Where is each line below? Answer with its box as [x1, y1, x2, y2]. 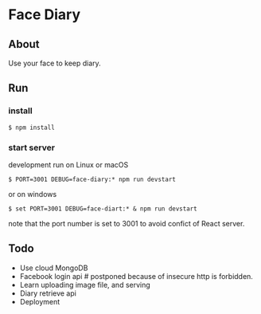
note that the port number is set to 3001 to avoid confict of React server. [8, 218, 245, 228]
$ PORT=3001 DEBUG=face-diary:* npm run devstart [8, 175, 177, 183]
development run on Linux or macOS [8, 159, 129, 169]
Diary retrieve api [19, 288, 77, 298]
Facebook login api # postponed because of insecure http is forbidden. [19, 271, 253, 281]
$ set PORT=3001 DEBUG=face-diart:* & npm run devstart [8, 205, 197, 213]
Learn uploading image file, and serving [19, 280, 151, 289]
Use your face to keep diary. [8, 58, 101, 68]
